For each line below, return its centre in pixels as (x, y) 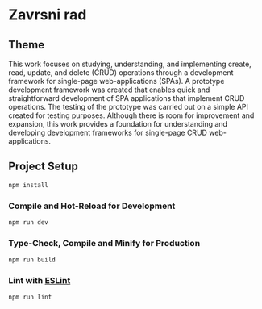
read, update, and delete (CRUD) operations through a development (121, 73)
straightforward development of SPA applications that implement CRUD (127, 98)
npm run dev (28, 222)
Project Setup (44, 167)
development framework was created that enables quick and (109, 90)
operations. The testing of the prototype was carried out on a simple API (128, 107)
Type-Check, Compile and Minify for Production (104, 243)
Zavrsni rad (48, 15)
